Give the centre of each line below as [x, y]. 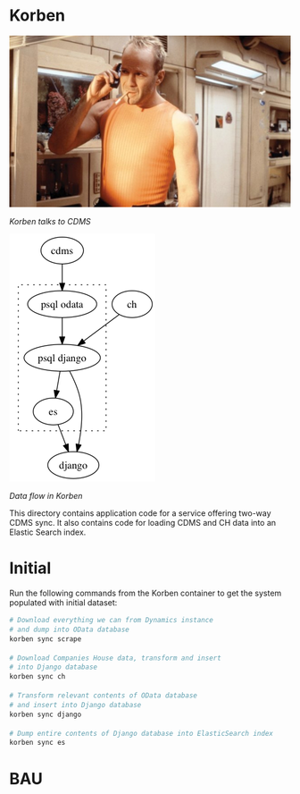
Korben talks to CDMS [50, 222]
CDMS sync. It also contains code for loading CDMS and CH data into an [143, 523]
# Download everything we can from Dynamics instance [112, 621]
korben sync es [37, 743]
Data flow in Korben [46, 496]
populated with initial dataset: [63, 603]
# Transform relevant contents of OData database [104, 696]
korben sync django [46, 714]
